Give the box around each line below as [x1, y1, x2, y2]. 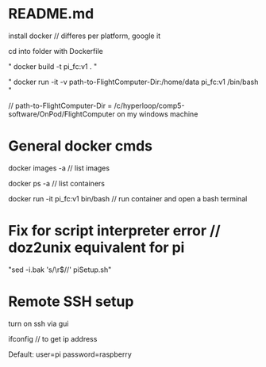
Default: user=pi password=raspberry [8, 350, 133, 359]
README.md [8, 5, 94, 23]
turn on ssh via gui [8, 319, 69, 328]
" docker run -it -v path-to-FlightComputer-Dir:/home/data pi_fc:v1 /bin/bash [8, 77, 259, 86]
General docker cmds [8, 137, 153, 155]
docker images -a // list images [8, 163, 110, 173]
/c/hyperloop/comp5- [114, 101, 185, 110]
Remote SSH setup [8, 292, 134, 310]
